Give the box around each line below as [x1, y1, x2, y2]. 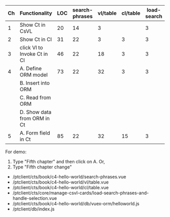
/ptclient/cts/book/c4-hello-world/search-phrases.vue [12, 174, 126, 180]
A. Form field [19, 129, 51, 136]
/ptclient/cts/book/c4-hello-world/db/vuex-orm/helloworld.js [12, 201, 140, 206]
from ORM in [19, 115, 50, 122]
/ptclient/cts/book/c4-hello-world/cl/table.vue [12, 185, 109, 190]
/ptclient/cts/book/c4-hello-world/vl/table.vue [12, 179, 109, 185]
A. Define [19, 65, 42, 72]
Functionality [19, 10, 52, 17]
